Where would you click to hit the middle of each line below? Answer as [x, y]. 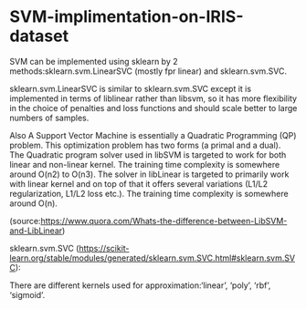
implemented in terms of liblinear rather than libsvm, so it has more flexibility [153, 98]
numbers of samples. [49, 118]
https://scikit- [104, 248]
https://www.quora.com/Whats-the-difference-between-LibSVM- [164, 221]
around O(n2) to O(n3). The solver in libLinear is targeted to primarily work [149, 174]
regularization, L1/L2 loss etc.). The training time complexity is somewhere [149, 193]
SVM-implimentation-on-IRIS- [127, 17]
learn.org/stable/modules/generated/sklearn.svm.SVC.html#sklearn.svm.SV [152, 258]
